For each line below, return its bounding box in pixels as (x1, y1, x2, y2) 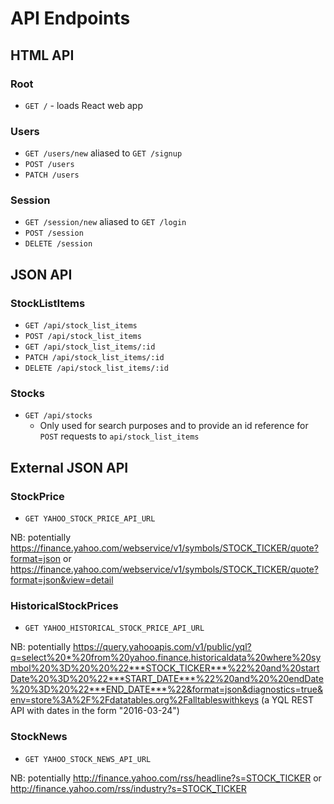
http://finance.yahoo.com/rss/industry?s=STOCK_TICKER (10, 782, 247, 794)
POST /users (24, 160, 75, 170)
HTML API (10, 47, 75, 64)
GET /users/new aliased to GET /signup (24, 147, 183, 159)
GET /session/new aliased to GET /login (24, 216, 187, 228)
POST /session (24, 228, 84, 239)
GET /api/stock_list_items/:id (24, 342, 156, 352)
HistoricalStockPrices (10, 599, 119, 613)
